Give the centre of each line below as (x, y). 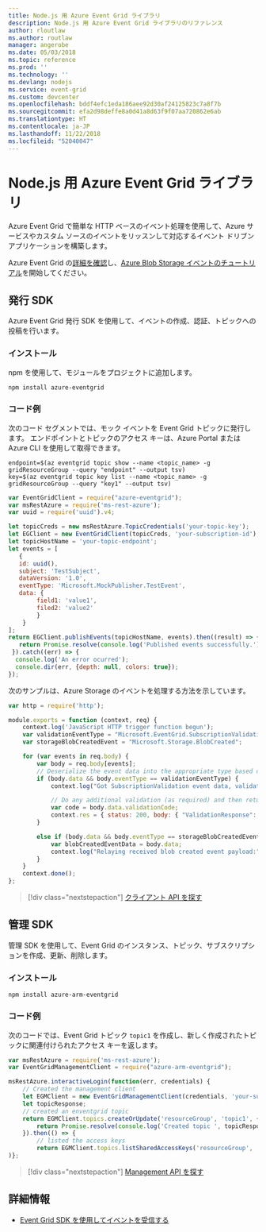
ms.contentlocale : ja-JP (49, 126)
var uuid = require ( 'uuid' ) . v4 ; (61, 512)
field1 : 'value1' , (67, 601)
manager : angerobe (38, 45)
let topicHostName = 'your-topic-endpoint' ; (83, 542)
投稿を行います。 (36, 331)
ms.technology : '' (38, 75)
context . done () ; (49, 874)
